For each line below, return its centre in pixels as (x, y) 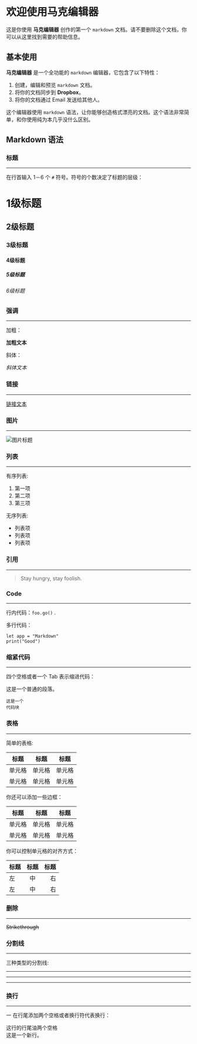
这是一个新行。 (24, 1035)
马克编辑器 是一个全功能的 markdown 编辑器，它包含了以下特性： (83, 72)
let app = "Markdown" (33, 636)
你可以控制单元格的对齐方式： (42, 851)
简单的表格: (20, 743)
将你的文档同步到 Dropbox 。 (49, 92)
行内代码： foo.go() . (31, 613)
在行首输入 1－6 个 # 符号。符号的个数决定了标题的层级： (75, 178)
